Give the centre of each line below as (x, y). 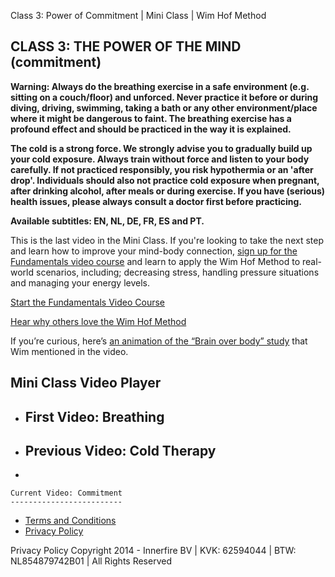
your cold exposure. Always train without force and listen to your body (160, 159)
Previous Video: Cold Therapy (120, 450)
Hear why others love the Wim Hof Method (98, 321)
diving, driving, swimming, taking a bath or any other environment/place (164, 107)
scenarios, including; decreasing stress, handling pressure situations (177, 272)
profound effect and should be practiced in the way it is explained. (151, 129)
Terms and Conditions (70, 521)
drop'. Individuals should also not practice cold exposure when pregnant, (165, 180)
